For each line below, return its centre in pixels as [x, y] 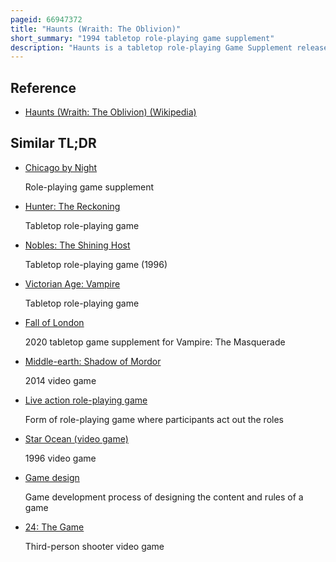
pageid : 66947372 [46, 19]
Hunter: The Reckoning [72, 206]
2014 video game [60, 380]
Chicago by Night [61, 167]
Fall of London [54, 322]
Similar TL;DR [53, 143]
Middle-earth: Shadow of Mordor [93, 361]
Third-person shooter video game [94, 546]
